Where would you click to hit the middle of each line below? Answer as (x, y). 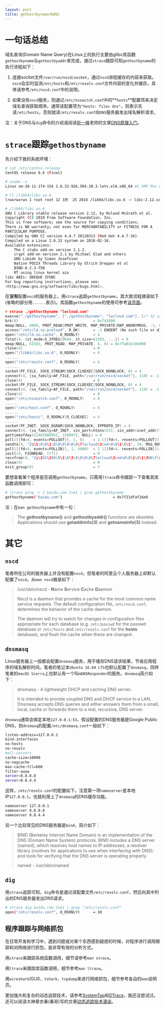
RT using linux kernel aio (41, 273)
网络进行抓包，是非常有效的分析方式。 (57, 948)
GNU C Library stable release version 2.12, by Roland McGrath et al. (79, 213)
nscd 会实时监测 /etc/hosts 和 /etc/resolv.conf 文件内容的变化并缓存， (82, 84)
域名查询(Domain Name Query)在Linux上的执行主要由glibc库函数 (70, 55)
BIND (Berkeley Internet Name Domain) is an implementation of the (85, 835)
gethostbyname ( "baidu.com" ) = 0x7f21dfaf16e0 (77, 497)
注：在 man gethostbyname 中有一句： (41, 507)
